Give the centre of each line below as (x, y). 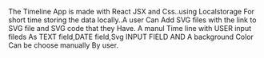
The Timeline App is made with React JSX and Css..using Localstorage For (131, 12)
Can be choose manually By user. (63, 45)
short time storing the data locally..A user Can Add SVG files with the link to (132, 20)
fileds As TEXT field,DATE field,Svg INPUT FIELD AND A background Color (131, 37)
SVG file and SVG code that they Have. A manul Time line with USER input (130, 28)
